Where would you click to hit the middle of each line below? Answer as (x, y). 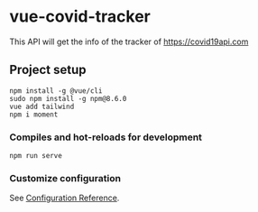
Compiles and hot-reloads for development (106, 137)
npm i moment (34, 115)
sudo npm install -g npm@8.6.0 (68, 98)
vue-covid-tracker (80, 17)
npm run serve (36, 156)
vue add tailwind (42, 106)
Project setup (48, 70)
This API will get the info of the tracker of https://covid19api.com (129, 41)
